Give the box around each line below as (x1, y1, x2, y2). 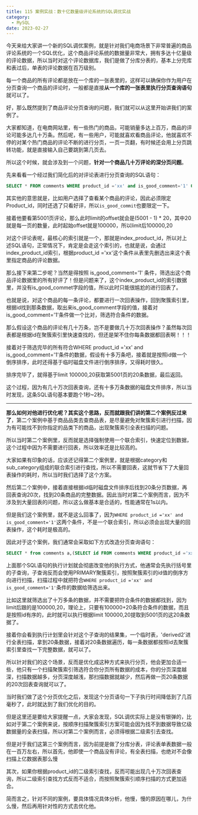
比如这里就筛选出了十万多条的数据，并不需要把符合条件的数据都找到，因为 (6, 596, 187, 603)
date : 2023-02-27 (6, 25, 49, 31)
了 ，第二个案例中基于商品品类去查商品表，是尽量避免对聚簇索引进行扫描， (6, 417, 187, 424)
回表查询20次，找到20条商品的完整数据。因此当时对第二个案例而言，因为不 (6, 491, 190, 498)
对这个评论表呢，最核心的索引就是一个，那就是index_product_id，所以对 (6, 235, 182, 242)
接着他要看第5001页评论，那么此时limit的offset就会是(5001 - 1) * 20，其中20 (6, 215, 192, 222)
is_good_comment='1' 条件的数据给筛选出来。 (6, 584, 114, 591)
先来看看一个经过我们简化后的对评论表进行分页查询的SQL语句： (6, 171, 161, 178)
